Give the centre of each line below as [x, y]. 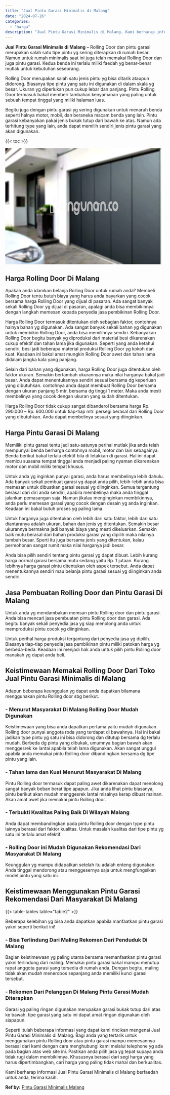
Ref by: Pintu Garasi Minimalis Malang [45, 1087]
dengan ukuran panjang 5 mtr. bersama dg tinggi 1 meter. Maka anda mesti [83, 391]
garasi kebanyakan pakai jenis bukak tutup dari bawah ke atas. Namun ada [83, 121]
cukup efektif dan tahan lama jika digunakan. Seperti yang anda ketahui [80, 343]
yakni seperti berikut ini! [30, 926]
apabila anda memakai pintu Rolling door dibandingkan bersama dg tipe [80, 754]
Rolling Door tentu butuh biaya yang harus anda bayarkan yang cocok [78, 296]
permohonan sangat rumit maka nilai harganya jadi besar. [65, 545]
